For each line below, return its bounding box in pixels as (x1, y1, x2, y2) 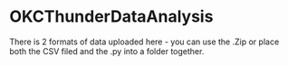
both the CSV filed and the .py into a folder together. (9, 45, 205, 56)
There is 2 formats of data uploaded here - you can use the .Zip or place (9, 36, 280, 47)
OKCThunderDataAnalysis (9, 6, 214, 27)
